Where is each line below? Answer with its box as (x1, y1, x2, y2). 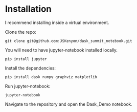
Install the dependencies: (5, 65, 56, 71)
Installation (5, 3, 52, 15)
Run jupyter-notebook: (5, 83, 50, 89)
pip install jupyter (5, 56, 47, 62)
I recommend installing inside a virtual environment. (5, 20, 109, 25)
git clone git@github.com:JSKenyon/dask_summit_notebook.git (5, 38, 133, 44)
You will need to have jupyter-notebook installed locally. (5, 47, 118, 53)
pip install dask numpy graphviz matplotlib (5, 74, 97, 79)
